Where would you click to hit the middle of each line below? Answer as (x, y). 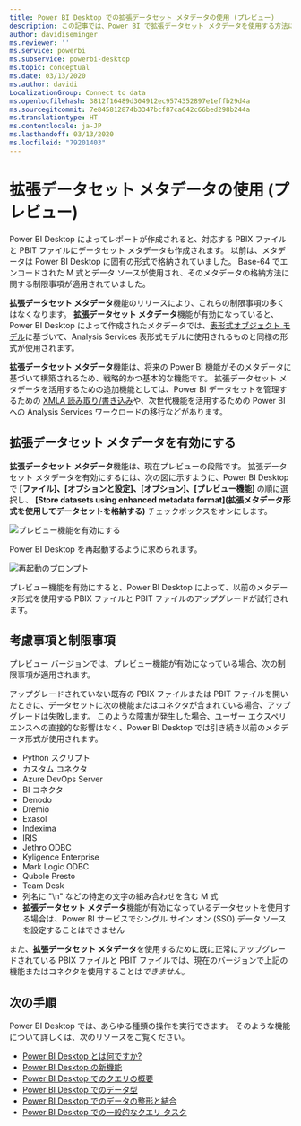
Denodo (37, 800)
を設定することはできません (73, 930)
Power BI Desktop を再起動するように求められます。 (106, 549)
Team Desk (43, 886)
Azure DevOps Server (62, 779)
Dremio (36, 809)
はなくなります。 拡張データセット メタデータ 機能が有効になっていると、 (144, 314)
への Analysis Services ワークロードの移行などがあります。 (119, 411)
